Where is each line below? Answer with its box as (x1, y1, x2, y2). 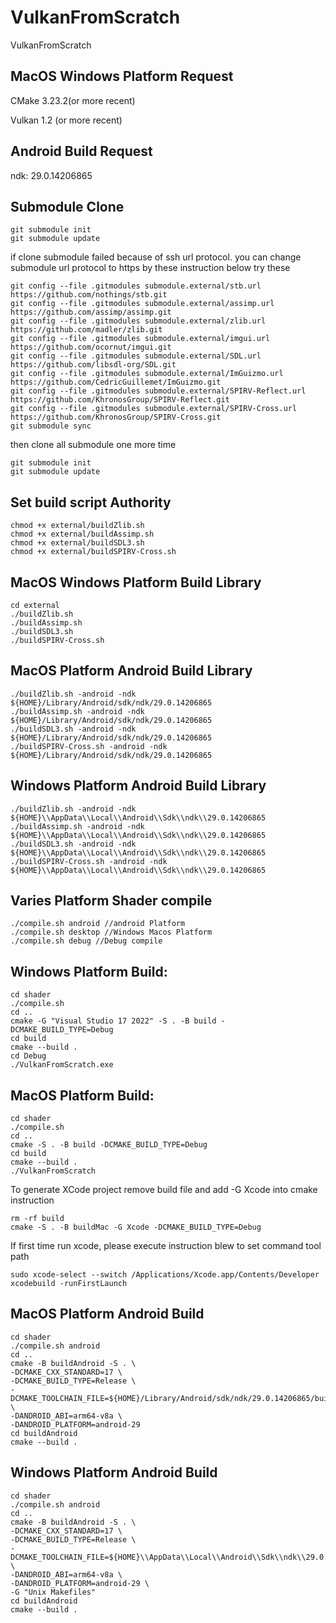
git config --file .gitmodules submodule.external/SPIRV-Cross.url (10, 404, 298, 414)
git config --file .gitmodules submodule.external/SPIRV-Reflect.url (10, 386, 307, 396)
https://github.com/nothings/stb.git (10, 290, 168, 300)
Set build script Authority (10, 494, 172, 511)
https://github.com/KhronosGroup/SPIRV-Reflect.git (10, 395, 230, 405)
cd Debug (10, 1051, 47, 1061)
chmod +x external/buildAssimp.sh (10, 529, 155, 540)
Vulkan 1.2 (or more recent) (10, 114, 123, 126)
